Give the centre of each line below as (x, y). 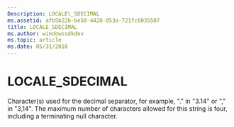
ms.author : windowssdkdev (45, 34)
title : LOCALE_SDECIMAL (43, 27)
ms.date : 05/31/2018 (38, 47)
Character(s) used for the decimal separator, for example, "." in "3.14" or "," (117, 101)
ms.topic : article (34, 40)
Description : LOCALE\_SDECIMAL (54, 14)
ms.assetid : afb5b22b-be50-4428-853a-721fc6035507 (84, 20)
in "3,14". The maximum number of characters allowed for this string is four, (118, 108)
